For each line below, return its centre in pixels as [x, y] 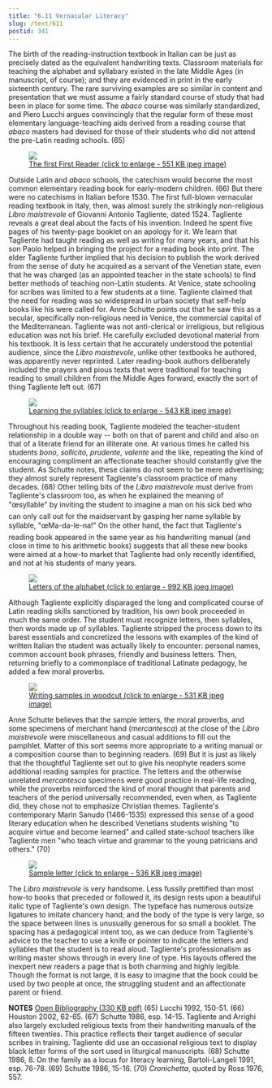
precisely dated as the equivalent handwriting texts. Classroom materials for [136, 63]
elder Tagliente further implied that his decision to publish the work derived [134, 257]
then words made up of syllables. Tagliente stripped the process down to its [135, 628]
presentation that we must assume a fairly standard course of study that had [136, 97]
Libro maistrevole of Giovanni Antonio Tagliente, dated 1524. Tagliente [125, 214]
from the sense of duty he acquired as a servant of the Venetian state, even [135, 266]
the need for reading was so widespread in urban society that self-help [127, 300]
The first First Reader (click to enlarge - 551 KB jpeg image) [128, 164]
